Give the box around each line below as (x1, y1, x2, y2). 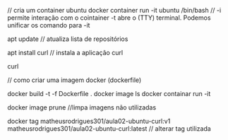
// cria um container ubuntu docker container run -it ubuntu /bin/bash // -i (7, 6, 222, 14)
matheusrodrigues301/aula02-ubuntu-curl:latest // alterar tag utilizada (7, 124, 212, 133)
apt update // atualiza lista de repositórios (7, 35, 128, 43)
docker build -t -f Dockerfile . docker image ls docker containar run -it (7, 90, 211, 98)
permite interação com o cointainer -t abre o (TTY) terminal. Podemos (7, 13, 211, 22)
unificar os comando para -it (7, 21, 90, 29)
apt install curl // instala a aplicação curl (7, 49, 124, 57)
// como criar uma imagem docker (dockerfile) (7, 76, 142, 84)
